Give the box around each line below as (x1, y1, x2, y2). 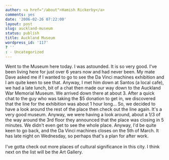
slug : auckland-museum (5, 26, 53, 31)
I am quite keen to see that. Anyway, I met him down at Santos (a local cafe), (5, 79, 164, 86)
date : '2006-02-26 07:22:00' (5, 17, 67, 22)
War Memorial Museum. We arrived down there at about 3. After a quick (5, 90, 155, 96)
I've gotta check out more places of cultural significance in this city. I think (5, 143, 160, 149)
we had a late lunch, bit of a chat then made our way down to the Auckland (5, 85, 161, 91)
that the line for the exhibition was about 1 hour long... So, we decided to (5, 101, 155, 107)
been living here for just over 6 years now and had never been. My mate (5, 68, 155, 74)
